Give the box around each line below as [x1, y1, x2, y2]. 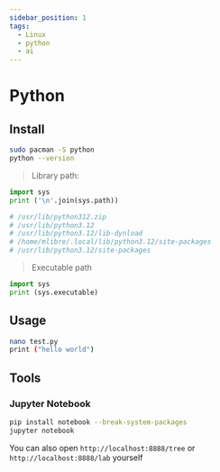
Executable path [31, 263, 92, 273]
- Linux [17, 30, 47, 39]
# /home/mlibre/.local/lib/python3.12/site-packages [9, 237, 212, 246]
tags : [9, 22, 30, 31]
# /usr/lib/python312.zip [9, 212, 106, 221]
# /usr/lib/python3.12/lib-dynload [9, 229, 143, 238]
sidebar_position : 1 [9, 13, 87, 23]
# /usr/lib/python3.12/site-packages [9, 245, 151, 255]
